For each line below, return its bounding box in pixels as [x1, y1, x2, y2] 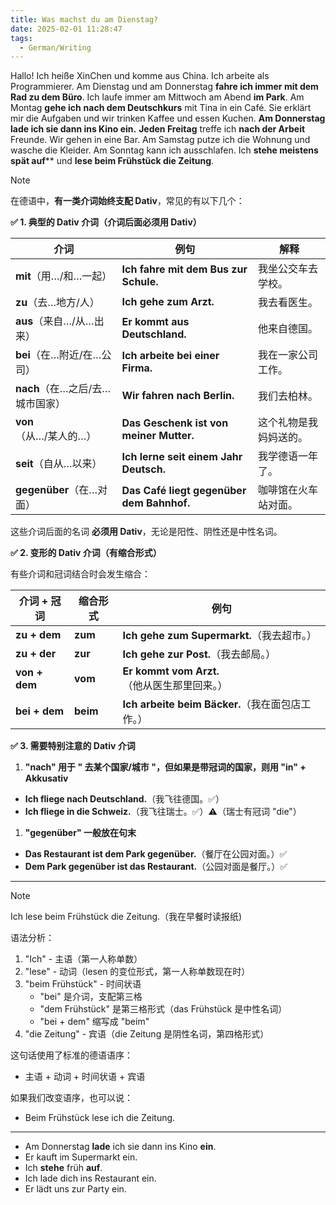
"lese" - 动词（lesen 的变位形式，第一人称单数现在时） [24, 966, 251, 978]
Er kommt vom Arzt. [122, 664, 220, 678]
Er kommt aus [121, 315, 190, 329]
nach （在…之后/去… [15, 382, 112, 396]
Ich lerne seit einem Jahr [121, 450, 243, 464]
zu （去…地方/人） [15, 296, 100, 310]
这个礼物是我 [258, 416, 319, 430]
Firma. [121, 361, 153, 375]
